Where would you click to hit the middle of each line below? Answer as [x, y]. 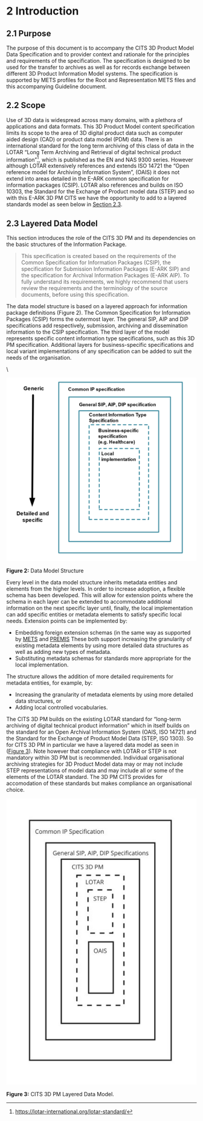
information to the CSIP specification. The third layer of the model [88, 332]
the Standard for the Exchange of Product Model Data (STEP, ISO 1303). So [100, 738]
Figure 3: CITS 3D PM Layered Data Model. [60, 1094]
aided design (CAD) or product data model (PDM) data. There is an [89, 139]
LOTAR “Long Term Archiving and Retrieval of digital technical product [94, 152]
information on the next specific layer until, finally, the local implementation [100, 608]
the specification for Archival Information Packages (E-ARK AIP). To [105, 276]
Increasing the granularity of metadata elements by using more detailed [104, 695]
